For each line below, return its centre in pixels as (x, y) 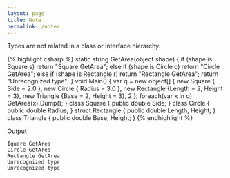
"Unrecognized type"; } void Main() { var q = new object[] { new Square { (111, 81)
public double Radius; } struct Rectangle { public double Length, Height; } (112, 110)
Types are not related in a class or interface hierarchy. (84, 46)
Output (17, 131)
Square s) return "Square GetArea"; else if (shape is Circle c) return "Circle (114, 67)
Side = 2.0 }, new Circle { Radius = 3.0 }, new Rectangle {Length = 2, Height (115, 89)
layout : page (26, 13)
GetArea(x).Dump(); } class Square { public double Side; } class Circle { (108, 103)
